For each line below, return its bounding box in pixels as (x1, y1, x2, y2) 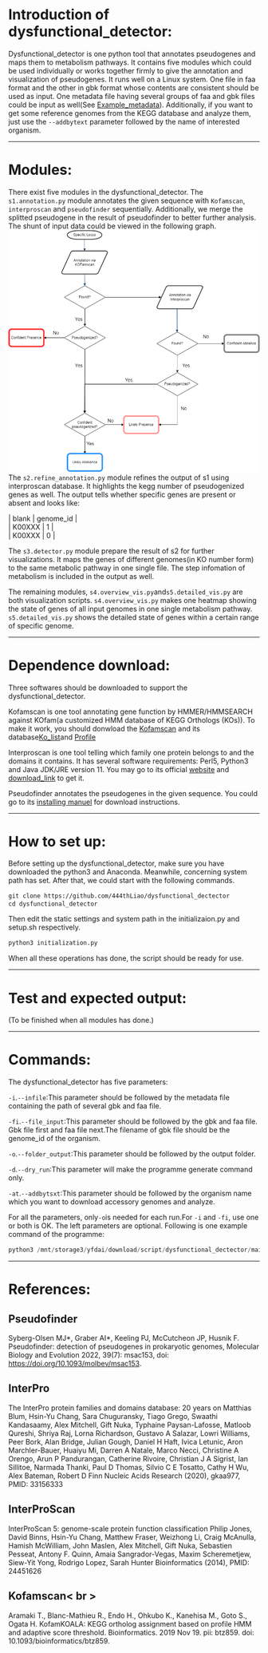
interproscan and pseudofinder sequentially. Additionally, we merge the (8, 204, 243, 213)
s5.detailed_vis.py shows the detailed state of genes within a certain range (8, 612, 259, 622)
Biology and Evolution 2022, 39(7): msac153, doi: (8, 1350, 169, 1360)
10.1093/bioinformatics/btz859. (8, 1635, 110, 1646)
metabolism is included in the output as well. (8, 571, 155, 581)
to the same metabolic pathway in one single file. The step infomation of (8, 563, 246, 573)
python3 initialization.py (8, 939, 98, 947)
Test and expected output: (8, 989, 187, 1007)
